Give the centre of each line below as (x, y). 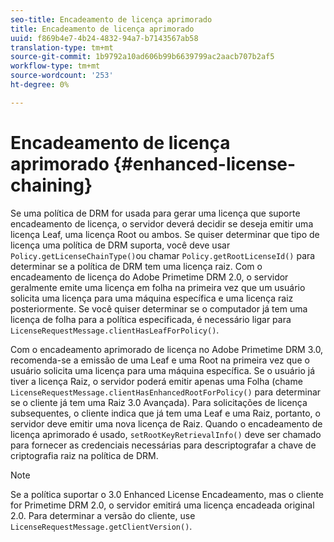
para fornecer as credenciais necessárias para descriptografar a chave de (163, 445)
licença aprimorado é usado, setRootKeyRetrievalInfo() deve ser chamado (166, 434)
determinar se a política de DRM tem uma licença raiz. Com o (136, 266)
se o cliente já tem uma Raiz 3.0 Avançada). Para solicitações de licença (159, 402)
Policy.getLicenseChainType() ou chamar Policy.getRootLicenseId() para (163, 255)
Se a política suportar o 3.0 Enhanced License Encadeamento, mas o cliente (167, 494)
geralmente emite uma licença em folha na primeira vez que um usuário (158, 287)
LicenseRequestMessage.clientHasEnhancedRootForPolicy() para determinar (166, 392)
